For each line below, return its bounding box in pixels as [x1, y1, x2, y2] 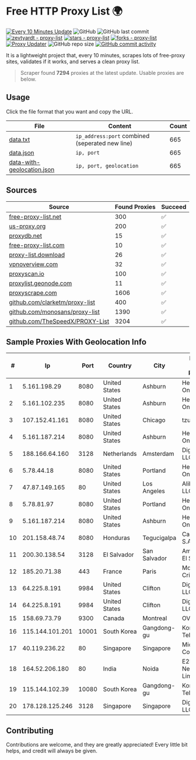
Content [108, 122, 132, 130]
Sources [6, 185, 37, 195]
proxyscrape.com [9, 288, 57, 297]
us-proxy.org [9, 222, 46, 230]
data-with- [9, 158, 41, 166]
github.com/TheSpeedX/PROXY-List [9, 317, 110, 325]
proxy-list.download [9, 250, 65, 259]
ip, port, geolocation [75, 162, 139, 169]
